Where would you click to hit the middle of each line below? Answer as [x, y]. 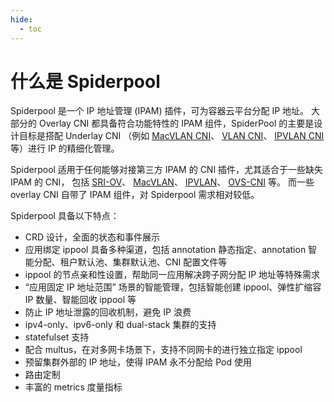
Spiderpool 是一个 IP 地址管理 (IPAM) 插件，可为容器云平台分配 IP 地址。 [160, 111]
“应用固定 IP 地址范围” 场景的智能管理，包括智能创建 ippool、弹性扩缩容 [173, 287]
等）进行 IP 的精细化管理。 [65, 148]
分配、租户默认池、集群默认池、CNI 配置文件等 [130, 262]
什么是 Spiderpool [85, 81]
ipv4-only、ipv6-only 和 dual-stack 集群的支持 [120, 325]
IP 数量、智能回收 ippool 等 [80, 300]
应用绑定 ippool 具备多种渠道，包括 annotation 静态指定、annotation [165, 250]
